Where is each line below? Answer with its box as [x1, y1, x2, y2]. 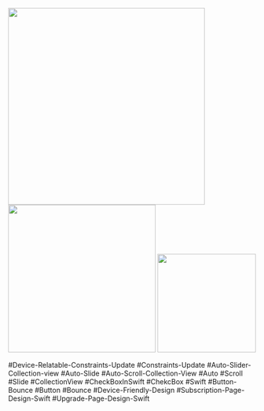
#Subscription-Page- [176, 386, 245, 394]
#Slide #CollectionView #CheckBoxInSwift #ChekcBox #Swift [8, 377, 207, 386]
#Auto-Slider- [207, 361, 251, 369]
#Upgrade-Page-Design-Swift [52, 394, 150, 403]
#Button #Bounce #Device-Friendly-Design [35, 386, 175, 394]
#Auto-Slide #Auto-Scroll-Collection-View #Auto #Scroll [60, 368, 244, 378]
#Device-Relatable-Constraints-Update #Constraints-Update [8, 361, 206, 369]
